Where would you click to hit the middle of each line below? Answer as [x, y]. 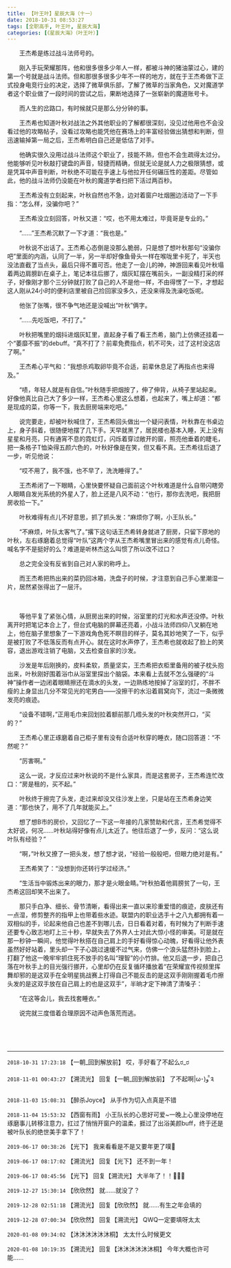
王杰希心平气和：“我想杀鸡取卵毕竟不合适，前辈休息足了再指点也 [111, 366]
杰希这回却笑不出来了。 [40, 892]
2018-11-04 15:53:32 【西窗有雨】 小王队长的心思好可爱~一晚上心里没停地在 [115, 1115]
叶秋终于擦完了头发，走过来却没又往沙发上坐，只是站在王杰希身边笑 [115, 799]
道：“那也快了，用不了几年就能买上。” [59, 807]
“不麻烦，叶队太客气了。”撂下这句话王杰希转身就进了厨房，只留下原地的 [120, 532]
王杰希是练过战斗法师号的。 [58, 53]
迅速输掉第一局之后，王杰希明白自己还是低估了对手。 [82, 140]
